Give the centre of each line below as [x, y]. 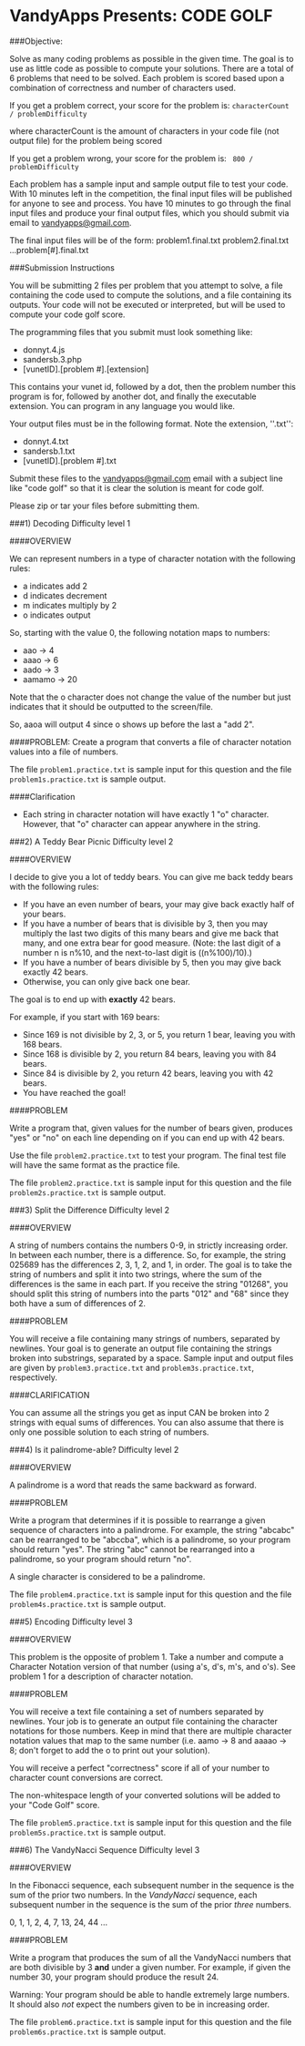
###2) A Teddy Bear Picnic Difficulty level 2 [91, 841]
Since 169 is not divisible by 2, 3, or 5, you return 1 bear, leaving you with [159, 1034]
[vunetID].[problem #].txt [69, 460]
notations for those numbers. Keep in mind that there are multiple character [151, 1731]
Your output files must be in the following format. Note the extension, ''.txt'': [152, 424]
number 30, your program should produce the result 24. [114, 1977]
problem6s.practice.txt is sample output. [88, 2031]
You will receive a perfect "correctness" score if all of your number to [140, 1767]
